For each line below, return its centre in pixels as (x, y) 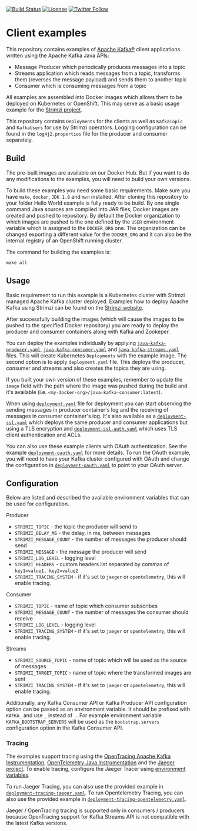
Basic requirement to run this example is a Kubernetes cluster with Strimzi (96, 295)
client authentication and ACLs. (44, 435)
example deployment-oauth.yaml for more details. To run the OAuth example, (98, 452)
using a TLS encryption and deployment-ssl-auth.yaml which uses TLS (92, 428)
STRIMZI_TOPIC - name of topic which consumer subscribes (86, 606)
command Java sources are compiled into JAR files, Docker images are (93, 209)
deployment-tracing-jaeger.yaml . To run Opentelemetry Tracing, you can (95, 793)
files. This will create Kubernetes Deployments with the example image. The (96, 355)
